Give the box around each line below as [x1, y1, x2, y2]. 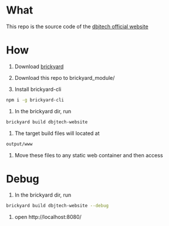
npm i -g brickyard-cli [6, 97, 65, 103]
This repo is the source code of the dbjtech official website [6, 23, 148, 30]
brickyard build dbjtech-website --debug [6, 203, 109, 209]
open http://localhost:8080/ [14, 214, 82, 221]
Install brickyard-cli [14, 86, 62, 93]
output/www [6, 141, 33, 147]
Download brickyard [14, 63, 64, 70]
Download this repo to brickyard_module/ [14, 74, 115, 81]
